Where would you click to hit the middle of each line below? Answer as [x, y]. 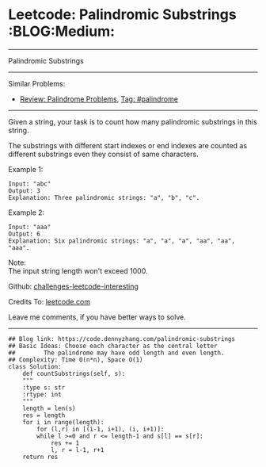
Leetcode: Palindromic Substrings [122, 15]
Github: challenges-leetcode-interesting [73, 286]
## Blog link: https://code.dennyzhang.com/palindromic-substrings [122, 339]
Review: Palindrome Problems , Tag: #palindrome [99, 99]
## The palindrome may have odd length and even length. [116, 353]
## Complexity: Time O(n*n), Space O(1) [76, 360]
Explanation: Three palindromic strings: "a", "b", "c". [104, 197]
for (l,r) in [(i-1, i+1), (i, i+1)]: [101, 429]
